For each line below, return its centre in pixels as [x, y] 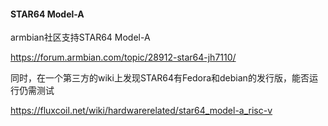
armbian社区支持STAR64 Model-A [80, 37]
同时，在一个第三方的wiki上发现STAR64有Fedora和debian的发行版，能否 [160, 78]
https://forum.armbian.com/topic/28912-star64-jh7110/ [123, 57]
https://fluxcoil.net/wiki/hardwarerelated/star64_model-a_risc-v [141, 111]
